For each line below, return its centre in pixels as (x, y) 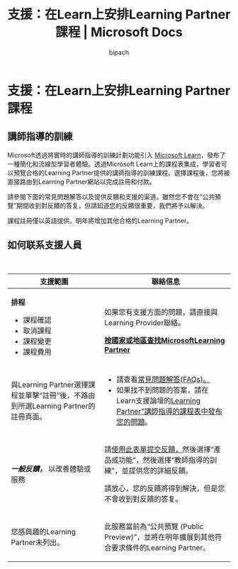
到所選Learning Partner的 (53, 406)
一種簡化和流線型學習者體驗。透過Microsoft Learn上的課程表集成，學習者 (114, 164)
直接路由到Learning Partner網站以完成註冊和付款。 (81, 181)
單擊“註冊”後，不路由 (60, 395)
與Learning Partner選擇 (50, 385)
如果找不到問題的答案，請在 (163, 390)
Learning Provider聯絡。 (145, 322)
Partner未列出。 (38, 542)
